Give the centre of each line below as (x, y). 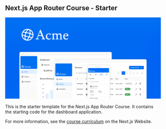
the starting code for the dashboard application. (54, 112)
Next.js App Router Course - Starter (61, 8)
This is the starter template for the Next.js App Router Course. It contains (79, 107)
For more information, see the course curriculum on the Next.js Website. (79, 122)
